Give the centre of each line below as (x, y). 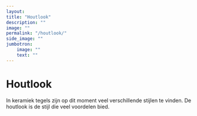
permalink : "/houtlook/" (36, 33)
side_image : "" (25, 39)
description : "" (26, 22)
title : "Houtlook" (29, 17)
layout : (16, 11)
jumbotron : (19, 45)
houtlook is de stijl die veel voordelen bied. (58, 107)
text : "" (27, 55)
